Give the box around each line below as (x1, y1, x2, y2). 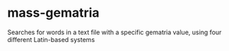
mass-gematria (7, 5, 100, 21)
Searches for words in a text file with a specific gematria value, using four (7, 28, 222, 36)
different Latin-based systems (7, 35, 95, 43)
